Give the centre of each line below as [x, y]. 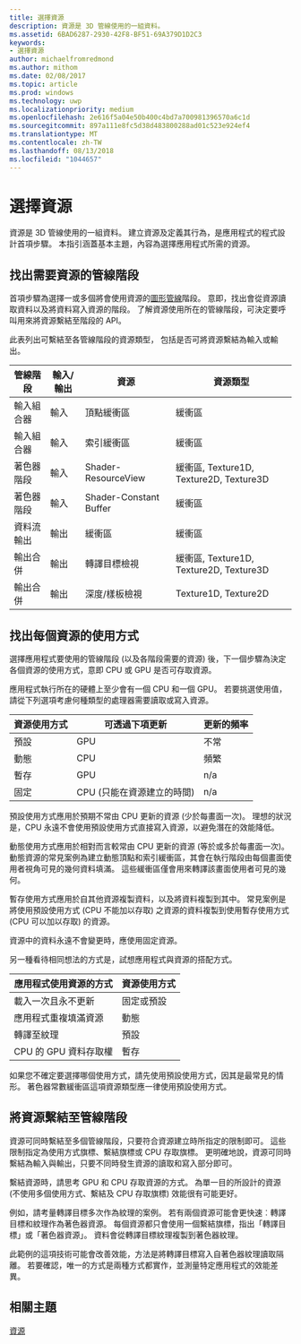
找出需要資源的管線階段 [74, 275]
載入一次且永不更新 [55, 1002]
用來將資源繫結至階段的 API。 [72, 321]
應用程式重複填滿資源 [59, 1018]
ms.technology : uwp [46, 101]
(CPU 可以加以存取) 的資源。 [62, 922]
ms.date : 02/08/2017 [48, 76]
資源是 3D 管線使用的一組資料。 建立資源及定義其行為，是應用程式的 [136, 233]
